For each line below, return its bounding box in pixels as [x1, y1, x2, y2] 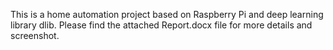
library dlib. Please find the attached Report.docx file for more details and [10, 19, 313, 31]
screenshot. [10, 30, 60, 41]
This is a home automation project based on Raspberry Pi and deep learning [10, 9, 324, 20]
